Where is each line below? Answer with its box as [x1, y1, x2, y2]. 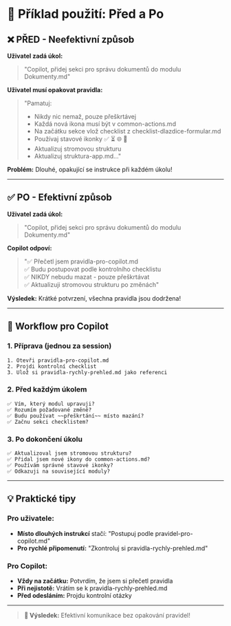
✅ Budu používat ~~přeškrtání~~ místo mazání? [7, 412, 144, 419]
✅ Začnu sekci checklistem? [7, 418, 89, 425]
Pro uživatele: [7, 514, 55, 524]
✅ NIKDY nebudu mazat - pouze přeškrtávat [23, 272, 150, 281]
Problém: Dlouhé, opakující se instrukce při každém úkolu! [7, 165, 173, 173]
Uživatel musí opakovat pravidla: [7, 86, 103, 94]
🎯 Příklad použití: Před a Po [7, 6, 164, 22]
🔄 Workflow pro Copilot [7, 321, 109, 332]
